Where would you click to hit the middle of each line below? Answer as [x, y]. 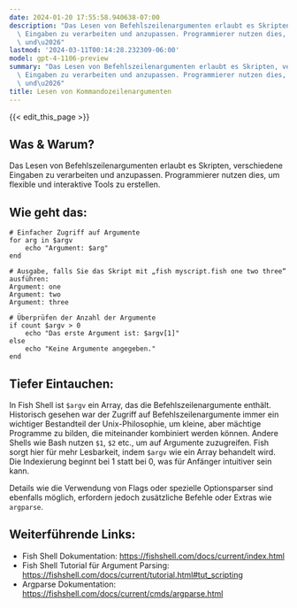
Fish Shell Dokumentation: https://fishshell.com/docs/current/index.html [153, 556]
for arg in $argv [41, 241]
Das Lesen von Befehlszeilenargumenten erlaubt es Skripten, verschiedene [146, 165]
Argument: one [35, 287]
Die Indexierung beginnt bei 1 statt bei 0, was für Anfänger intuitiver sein [141, 461]
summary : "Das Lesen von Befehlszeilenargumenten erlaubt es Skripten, [144, 67]
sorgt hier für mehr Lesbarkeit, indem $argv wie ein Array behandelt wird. [142, 451]
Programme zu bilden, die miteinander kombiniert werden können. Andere [144, 433]
